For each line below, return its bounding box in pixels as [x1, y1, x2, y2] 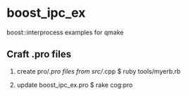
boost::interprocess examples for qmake [6, 28, 124, 36]
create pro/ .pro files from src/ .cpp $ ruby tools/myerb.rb [16, 67, 181, 75]
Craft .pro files [6, 48, 72, 60]
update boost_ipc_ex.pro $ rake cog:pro [16, 81, 133, 89]
